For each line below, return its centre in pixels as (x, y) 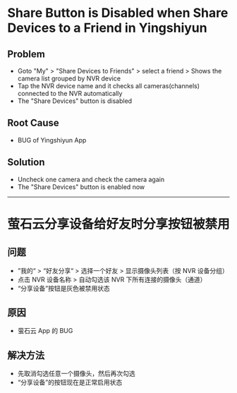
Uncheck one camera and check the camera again (91, 179)
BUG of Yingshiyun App (52, 140)
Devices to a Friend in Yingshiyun (107, 28)
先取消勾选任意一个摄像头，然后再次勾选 (76, 374)
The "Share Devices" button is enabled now (81, 187)
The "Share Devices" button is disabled (75, 101)
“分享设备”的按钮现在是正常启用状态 (70, 382)
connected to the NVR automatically (70, 93)
